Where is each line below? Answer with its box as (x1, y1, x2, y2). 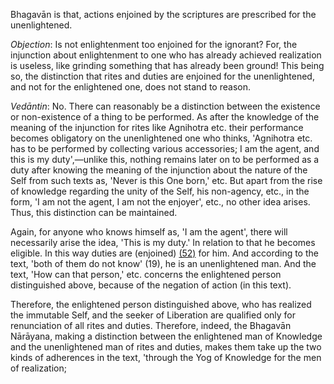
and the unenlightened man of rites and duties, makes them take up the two (10, 341, 322, 353)
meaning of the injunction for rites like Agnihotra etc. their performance (10, 122, 304, 133)
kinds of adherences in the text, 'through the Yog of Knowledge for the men (10, 352, 322, 363)
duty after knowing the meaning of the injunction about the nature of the (10, 164, 308, 176)
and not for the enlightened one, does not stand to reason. (10, 81, 251, 93)
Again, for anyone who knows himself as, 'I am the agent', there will (10, 226, 288, 238)
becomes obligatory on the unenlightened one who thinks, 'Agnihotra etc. (10, 132, 313, 144)
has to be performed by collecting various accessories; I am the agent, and (10, 143, 320, 154)
